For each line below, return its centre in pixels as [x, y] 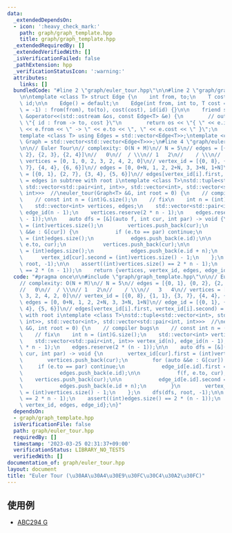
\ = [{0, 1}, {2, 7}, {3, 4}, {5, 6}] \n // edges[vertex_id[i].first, [122, 174]
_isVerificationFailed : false [57, 59]
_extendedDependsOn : [43, 20]
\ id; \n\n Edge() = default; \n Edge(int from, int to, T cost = [123, 104]
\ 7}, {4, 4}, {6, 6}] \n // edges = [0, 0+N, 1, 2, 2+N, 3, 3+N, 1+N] [122, 167]
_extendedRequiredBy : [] [49, 46]
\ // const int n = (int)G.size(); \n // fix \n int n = [114, 200]
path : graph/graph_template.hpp [66, 33]
